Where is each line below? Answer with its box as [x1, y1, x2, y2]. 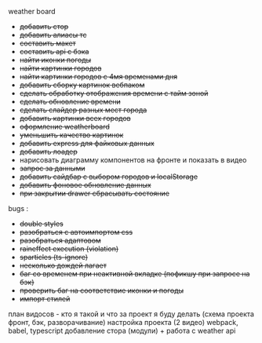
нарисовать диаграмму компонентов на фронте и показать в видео [19, 155, 247, 164]
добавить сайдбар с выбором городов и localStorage [19, 172, 198, 181]
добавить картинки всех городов [19, 114, 131, 122]
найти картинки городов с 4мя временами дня [19, 72, 178, 81]
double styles [19, 219, 64, 228]
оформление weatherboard [19, 122, 110, 131]
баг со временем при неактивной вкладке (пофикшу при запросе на [19, 269, 250, 278]
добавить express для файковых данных [19, 139, 155, 148]
